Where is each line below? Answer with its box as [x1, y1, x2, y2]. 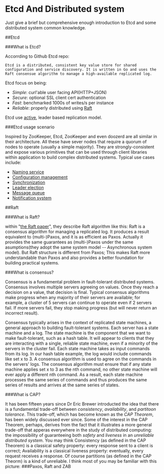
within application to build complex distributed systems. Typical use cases [5, 154, 155, 160]
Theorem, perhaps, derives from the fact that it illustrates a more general [5, 422, 152, 427]
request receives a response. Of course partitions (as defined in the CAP [5, 453, 152, 459]
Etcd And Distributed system [5, 3, 125, 15]
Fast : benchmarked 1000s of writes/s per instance [12, 99, 114, 106]
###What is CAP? [5, 391, 41, 397]
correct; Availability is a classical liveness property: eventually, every [5, 448, 143, 453]
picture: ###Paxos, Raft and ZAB [5, 463, 71, 469]
